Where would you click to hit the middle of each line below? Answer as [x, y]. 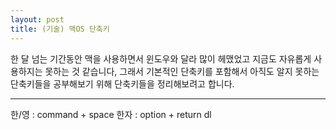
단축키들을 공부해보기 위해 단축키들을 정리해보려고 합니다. [122, 83]
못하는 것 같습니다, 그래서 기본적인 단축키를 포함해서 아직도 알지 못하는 [182, 71]
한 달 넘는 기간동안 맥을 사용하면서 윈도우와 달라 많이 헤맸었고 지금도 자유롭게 [161, 58]
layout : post [37, 19]
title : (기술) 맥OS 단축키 [60, 29]
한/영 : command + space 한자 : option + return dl [111, 114]
